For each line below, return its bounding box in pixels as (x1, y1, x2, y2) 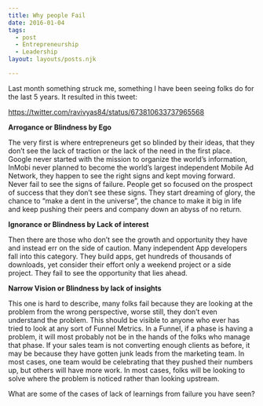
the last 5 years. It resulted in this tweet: (8, 92, 137, 101)
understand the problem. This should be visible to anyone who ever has (8, 315, 240, 324)
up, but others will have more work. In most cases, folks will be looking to (8, 365, 246, 375)
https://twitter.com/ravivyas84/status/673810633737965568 (8, 107, 205, 116)
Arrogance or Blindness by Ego (8, 123, 112, 132)
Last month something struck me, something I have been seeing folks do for (8, 83, 254, 93)
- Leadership (15, 48, 58, 56)
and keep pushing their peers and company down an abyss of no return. (8, 204, 242, 214)
